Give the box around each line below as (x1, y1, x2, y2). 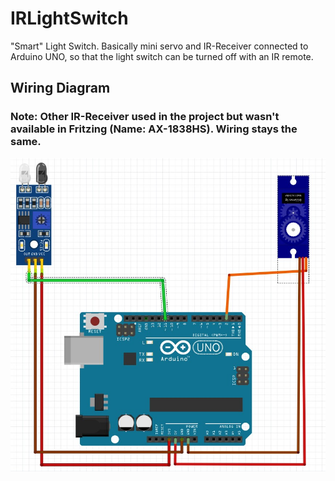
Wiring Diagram (10, 80, 111, 97)
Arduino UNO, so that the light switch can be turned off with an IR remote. (10, 50, 314, 62)
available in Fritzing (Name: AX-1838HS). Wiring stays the (10, 122, 298, 136)
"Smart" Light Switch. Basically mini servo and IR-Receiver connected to (10, 40, 309, 52)
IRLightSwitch (10, 7, 129, 30)
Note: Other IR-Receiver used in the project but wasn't (10, 110, 280, 124)
